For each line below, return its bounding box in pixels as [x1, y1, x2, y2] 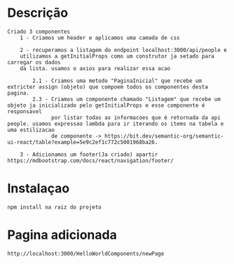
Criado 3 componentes [7, 28, 71, 35]
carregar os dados [7, 58, 61, 66]
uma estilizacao [7, 126, 55, 133]
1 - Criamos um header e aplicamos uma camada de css [20, 34, 180, 41]
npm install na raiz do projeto [7, 204, 102, 211]
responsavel [7, 107, 42, 115]
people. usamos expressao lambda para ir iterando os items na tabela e [7, 120, 224, 127]
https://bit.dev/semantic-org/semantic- [104, 132, 224, 140]
